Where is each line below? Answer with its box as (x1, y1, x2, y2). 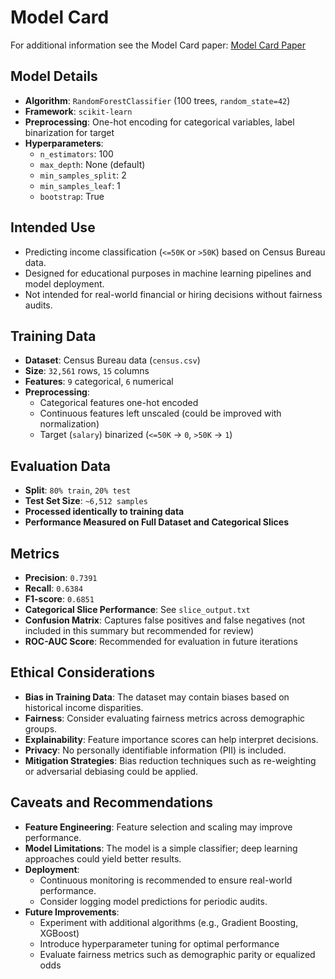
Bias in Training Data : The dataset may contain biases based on (24, 691, 290, 703)
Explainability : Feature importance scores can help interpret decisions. (24, 733, 319, 745)
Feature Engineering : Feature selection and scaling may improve (24, 821, 293, 833)
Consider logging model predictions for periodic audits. (39, 895, 268, 907)
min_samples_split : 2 (39, 169, 127, 181)
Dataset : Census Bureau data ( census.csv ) (24, 354, 201, 366)
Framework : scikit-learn (24, 105, 133, 117)
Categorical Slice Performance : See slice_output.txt (24, 604, 251, 615)
